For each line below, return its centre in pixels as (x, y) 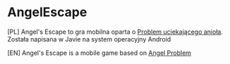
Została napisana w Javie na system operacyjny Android (89, 39)
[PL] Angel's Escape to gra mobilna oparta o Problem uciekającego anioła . (115, 32)
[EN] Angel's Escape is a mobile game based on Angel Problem (99, 53)
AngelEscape (47, 12)
